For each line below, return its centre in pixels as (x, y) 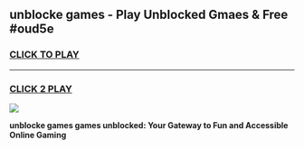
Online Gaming (38, 135)
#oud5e (32, 29)
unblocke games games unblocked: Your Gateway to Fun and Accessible (149, 125)
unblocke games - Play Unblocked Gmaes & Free (149, 15)
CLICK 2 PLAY (41, 88)
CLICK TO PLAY (44, 55)
